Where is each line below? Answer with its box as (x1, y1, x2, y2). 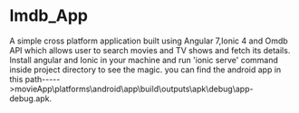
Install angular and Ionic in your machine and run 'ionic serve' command (9, 54, 279, 65)
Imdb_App (9, 5, 89, 26)
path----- (24, 73, 61, 84)
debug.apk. (9, 92, 53, 104)
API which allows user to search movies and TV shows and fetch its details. (9, 44, 291, 55)
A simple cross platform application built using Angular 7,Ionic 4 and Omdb (9, 35, 288, 46)
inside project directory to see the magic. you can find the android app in (9, 64, 282, 75)
